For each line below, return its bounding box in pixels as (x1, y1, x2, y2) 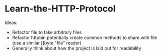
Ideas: (5, 19, 18, 25)
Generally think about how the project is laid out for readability (12, 45, 141, 51)
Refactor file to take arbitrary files (12, 29, 82, 35)
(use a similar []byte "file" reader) (12, 39, 82, 45)
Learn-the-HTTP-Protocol (5, 3, 116, 14)
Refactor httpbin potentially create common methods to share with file (12, 34, 157, 40)
